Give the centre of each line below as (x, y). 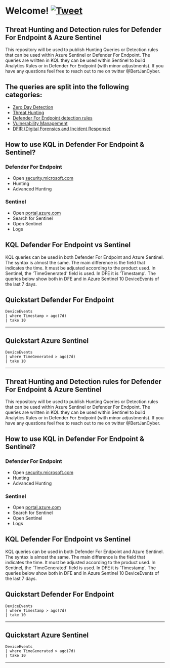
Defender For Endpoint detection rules (52, 118)
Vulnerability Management (40, 123)
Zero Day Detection (33, 107)
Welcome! (27, 11)
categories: (24, 95)
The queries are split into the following (67, 87)
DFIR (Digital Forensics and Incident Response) (61, 129)
